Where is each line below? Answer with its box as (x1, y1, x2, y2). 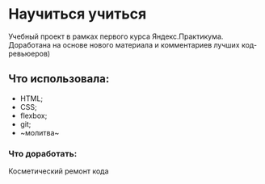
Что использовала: (8, 72, 110, 86)
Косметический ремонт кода (8, 166, 109, 176)
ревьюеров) (8, 48, 51, 58)
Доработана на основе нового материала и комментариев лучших (8, 40, 240, 49)
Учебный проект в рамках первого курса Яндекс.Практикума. (8, 31, 224, 41)
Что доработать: (8, 148, 78, 159)
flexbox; (19, 111, 48, 120)
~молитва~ (19, 128, 60, 137)
